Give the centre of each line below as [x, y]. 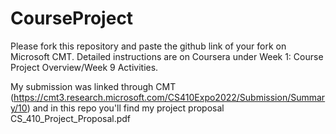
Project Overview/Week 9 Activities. [84, 67]
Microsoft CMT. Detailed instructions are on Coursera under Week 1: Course [167, 56]
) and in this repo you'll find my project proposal [125, 108]
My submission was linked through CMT [93, 86]
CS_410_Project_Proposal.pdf [71, 118]
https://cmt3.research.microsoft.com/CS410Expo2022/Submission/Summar [169, 97]
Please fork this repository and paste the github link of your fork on [148, 46]
